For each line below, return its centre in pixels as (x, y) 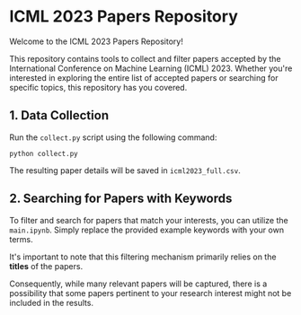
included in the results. (52, 302)
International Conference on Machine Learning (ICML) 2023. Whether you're (151, 68)
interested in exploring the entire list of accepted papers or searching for (144, 77)
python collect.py (44, 153)
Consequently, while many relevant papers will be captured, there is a (138, 284)
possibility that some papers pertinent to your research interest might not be (150, 293)
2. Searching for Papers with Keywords (121, 199)
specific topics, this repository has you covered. (98, 87)
